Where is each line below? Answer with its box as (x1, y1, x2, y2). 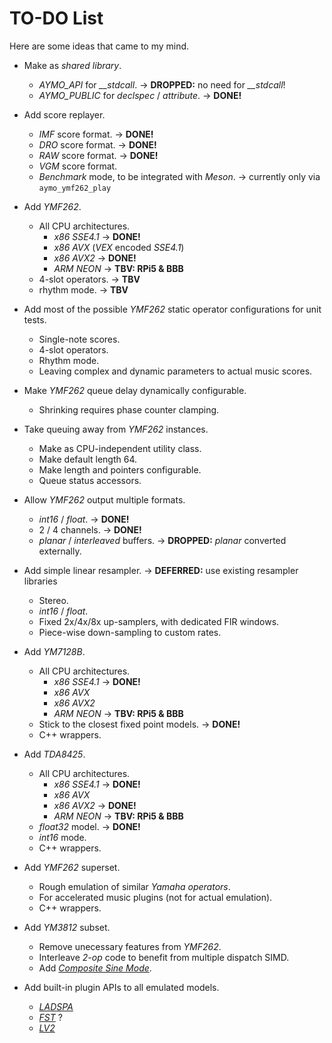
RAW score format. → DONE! (38, 149, 159, 161)
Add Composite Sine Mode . (38, 962, 152, 974)
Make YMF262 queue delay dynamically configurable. (23, 384, 247, 396)
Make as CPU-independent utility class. (38, 442, 202, 454)
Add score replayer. (23, 108, 106, 121)
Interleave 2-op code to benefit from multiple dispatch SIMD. (38, 951, 290, 963)
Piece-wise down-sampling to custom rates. (38, 626, 222, 638)
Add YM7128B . (23, 645, 86, 657)
